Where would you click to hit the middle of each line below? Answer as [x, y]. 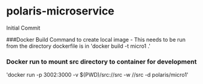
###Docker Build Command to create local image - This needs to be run [96, 39]
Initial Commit [23, 28]
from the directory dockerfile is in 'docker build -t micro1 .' [79, 46]
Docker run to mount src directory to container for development [101, 62]
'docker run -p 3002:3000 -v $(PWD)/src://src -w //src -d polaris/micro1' [97, 75]
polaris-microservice [60, 11]
